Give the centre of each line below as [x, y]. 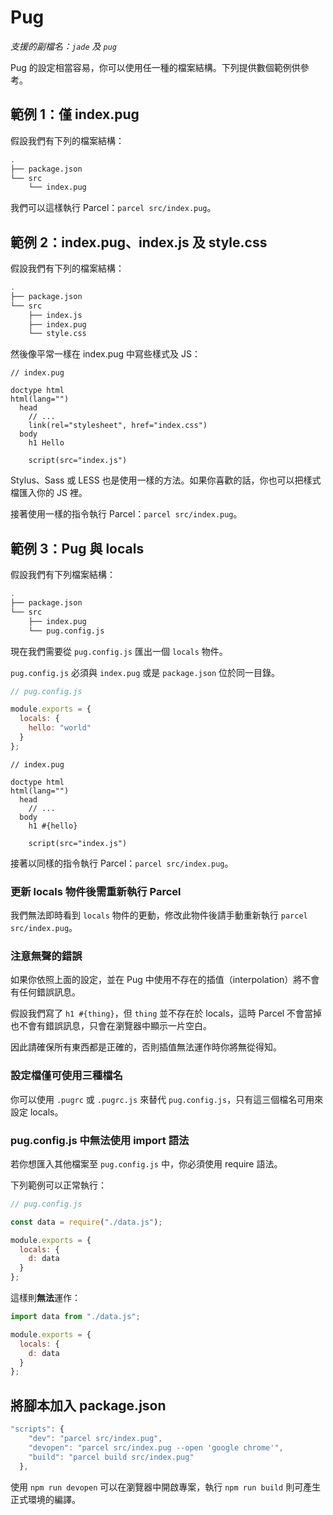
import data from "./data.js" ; [75, 1317]
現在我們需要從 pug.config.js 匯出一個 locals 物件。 [119, 651]
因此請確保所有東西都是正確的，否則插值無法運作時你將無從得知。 [146, 1047]
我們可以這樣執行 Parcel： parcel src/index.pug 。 [113, 208]
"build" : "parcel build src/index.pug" [111, 1457]
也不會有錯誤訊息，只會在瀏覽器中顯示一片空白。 [111, 1026]
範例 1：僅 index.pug [75, 114]
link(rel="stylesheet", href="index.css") [118, 426]
